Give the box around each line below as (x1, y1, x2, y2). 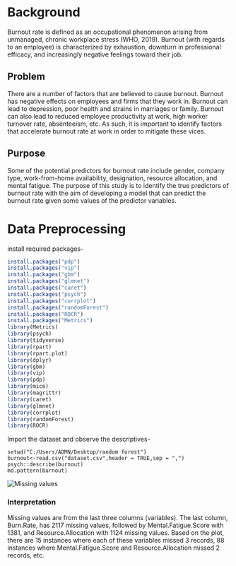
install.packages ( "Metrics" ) (7, 317, 93, 324)
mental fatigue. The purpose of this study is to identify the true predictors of (7, 181, 230, 189)
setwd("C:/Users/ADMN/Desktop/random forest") (7, 449, 147, 456)
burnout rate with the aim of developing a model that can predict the (7, 189, 206, 197)
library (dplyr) (7, 356, 52, 364)
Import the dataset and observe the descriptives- (7, 435, 151, 444)
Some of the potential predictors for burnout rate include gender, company (7, 166, 225, 175)
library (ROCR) (7, 422, 49, 430)
